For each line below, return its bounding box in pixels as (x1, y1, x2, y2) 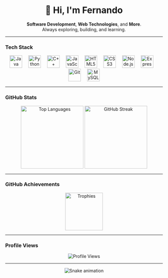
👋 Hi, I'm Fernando (44, 5, 123, 16)
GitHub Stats (5, 94, 37, 101)
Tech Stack (5, 44, 33, 51)
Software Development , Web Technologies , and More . (26, 21, 141, 27)
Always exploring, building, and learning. (42, 26, 126, 32)
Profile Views (5, 242, 38, 249)
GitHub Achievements (5, 181, 60, 188)
